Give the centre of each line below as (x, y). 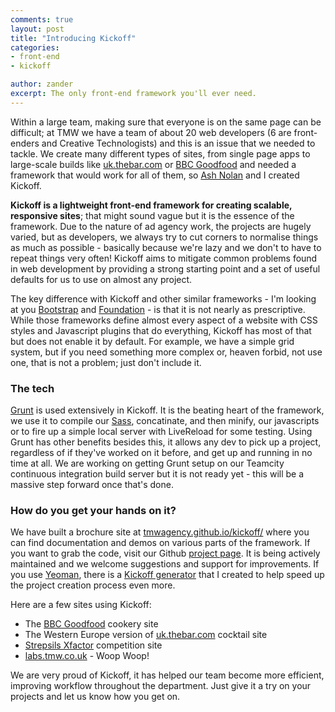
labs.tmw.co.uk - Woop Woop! (87, 656)
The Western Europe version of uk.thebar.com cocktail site (146, 635)
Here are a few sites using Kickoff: (81, 605)
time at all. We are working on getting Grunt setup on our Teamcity (147, 463)
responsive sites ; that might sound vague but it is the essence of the (152, 215)
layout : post (37, 29)
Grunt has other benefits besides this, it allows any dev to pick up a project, (166, 442)
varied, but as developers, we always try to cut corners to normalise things (164, 237)
